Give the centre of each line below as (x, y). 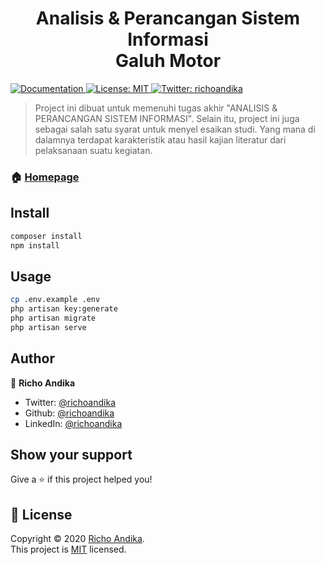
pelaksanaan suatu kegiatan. (93, 150)
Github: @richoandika (69, 413)
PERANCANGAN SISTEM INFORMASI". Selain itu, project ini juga (167, 118)
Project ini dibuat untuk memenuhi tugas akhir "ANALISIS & (156, 108)
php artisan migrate (53, 318)
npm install (35, 245)
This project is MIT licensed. (68, 549)
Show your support (71, 454)
